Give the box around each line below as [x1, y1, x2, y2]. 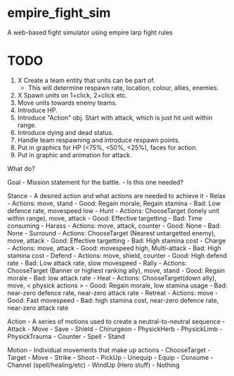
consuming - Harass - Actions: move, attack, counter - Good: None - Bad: [7, 221, 221, 230]
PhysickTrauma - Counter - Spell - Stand [7, 332, 125, 340]
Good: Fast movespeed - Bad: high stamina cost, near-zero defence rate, [7, 296, 219, 304]
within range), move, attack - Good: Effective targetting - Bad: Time [7, 214, 202, 222]
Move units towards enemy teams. [17, 98, 117, 107]
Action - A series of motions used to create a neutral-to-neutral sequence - [7, 317, 226, 325]
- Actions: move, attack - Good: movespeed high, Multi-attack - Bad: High [7, 244, 221, 252]
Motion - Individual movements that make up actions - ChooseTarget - [7, 346, 211, 354]
